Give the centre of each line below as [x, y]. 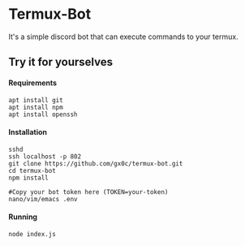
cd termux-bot [32, 170]
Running [23, 217]
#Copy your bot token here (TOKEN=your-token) [88, 192]
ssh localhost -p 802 [45, 156]
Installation [28, 132]
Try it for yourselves [61, 62]
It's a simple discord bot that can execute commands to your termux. [123, 37]
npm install [28, 178]
